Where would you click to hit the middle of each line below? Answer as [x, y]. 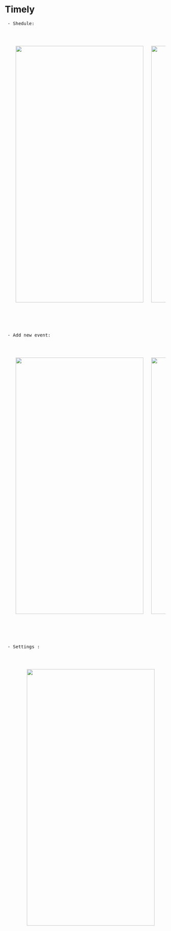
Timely [20, 9]
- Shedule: [21, 23]
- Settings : [24, 647]
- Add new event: [29, 335]
